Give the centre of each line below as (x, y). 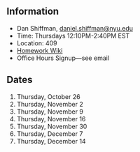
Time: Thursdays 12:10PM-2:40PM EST (73, 36)
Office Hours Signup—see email (63, 58)
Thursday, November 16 (51, 119)
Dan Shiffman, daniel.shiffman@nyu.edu (75, 28)
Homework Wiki (40, 50)
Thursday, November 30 (52, 126)
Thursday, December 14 (51, 141)
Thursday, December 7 (50, 134)
